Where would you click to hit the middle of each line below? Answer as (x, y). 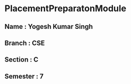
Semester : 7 (24, 76)
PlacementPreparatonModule (65, 9)
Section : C (21, 60)
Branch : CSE (25, 43)
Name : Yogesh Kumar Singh (49, 27)
